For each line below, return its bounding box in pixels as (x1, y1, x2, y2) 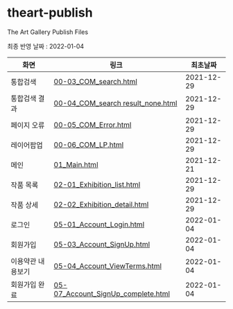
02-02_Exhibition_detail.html (53, 200, 149, 209)
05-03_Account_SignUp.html (53, 239, 150, 249)
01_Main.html (53, 159, 98, 169)
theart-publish (7, 5, 93, 21)
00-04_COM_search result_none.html (53, 98, 178, 108)
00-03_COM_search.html (53, 76, 137, 86)
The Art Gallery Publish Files (7, 28, 89, 36)
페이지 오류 (10, 120, 45, 130)
